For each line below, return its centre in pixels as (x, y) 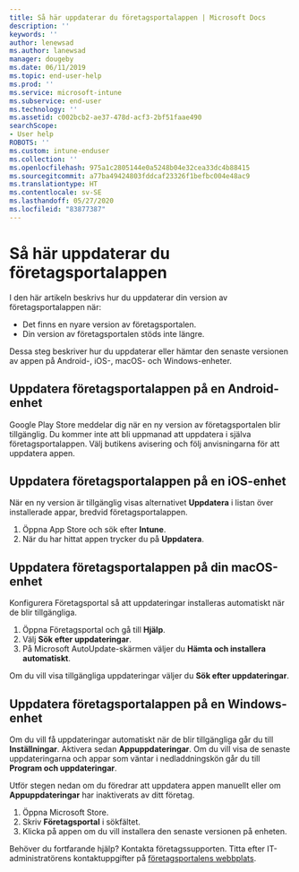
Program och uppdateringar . (64, 768)
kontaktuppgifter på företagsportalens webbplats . (165, 858)
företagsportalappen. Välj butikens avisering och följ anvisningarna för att (145, 444)
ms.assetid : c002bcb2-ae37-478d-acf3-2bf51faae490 (106, 117)
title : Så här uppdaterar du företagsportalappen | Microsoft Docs (138, 17)
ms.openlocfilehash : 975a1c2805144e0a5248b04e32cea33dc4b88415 (130, 168)
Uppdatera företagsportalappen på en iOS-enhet (148, 481)
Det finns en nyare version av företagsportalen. (109, 324)
